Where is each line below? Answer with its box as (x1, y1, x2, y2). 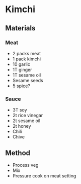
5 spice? (12, 83, 30, 89)
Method (5, 149, 31, 157)
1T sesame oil (12, 72, 41, 78)
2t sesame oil (12, 118, 41, 124)
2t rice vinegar (12, 113, 43, 119)
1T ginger (12, 66, 32, 72)
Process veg (12, 162, 39, 168)
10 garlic (12, 61, 30, 67)
